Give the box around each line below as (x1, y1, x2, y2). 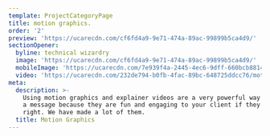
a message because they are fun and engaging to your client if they (22, 101, 261, 109)
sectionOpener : (8, 42, 59, 50)
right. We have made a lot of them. (22, 109, 146, 117)
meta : (8, 78, 27, 86)
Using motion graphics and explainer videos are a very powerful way (22, 94, 261, 102)
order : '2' (8, 26, 45, 34)
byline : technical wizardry (15, 49, 110, 57)
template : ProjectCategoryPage (8, 11, 113, 20)
